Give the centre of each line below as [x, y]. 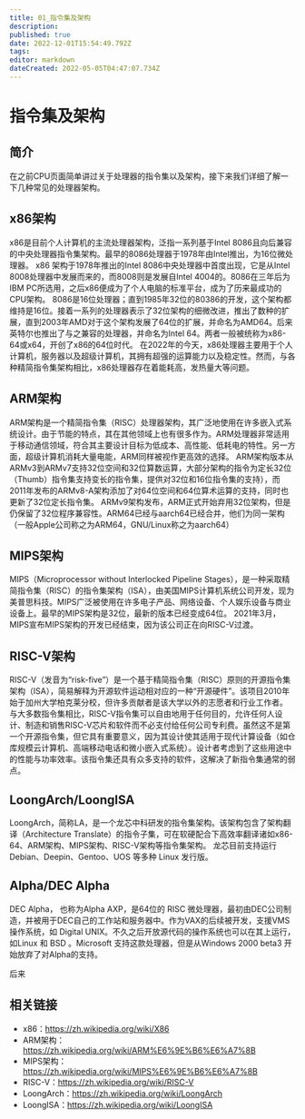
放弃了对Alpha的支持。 [59, 954]
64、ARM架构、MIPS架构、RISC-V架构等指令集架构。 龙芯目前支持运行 [143, 845]
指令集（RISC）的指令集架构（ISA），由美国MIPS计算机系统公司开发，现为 [156, 590]
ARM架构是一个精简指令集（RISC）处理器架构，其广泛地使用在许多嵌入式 [147, 422]
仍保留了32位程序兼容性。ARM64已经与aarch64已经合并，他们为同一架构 [147, 513]
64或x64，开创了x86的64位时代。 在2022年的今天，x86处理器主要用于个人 [151, 344]
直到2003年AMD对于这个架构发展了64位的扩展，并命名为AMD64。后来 [159, 322]
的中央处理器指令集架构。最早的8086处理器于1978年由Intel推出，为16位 [143, 253]
